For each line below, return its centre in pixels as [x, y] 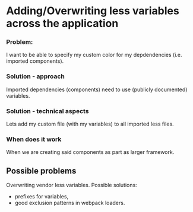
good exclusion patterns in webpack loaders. [70, 203]
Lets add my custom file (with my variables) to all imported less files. [90, 124]
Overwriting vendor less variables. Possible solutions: [72, 185]
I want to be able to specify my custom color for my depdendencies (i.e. [94, 55]
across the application [62, 23]
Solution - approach [36, 76]
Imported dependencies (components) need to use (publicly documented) [97, 89]
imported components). [35, 61]
